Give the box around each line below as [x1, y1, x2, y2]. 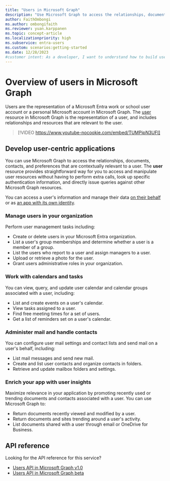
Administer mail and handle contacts [5, 328, 98, 335]
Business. [12, 427, 33, 433]
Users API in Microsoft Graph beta [12, 470, 84, 476]
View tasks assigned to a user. [12, 305, 76, 311]
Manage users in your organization [5, 212, 93, 220]
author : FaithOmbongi [5, 17, 51, 22]
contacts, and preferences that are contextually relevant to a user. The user [5, 163, 163, 169]
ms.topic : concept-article [5, 31, 62, 36]
